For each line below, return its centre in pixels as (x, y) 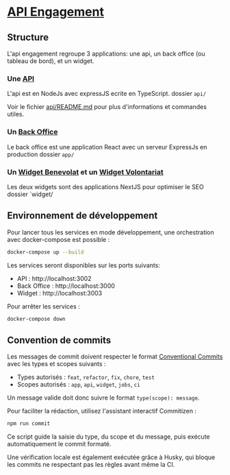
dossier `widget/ (30, 194)
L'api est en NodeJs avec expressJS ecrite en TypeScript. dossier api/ (107, 94)
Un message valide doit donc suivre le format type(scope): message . (103, 398)
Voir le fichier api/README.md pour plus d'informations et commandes (107, 107)
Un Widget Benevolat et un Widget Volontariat (85, 172)
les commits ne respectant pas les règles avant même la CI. (91, 465)
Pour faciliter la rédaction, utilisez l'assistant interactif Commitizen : (102, 411)
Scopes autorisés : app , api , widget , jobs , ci (78, 385)
